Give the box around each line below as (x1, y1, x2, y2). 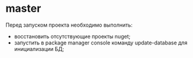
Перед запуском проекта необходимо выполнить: (5, 21, 133, 28)
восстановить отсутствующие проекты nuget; (14, 33, 131, 40)
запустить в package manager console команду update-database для (14, 39, 188, 46)
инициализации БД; (14, 45, 65, 52)
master (5, 2, 41, 15)
